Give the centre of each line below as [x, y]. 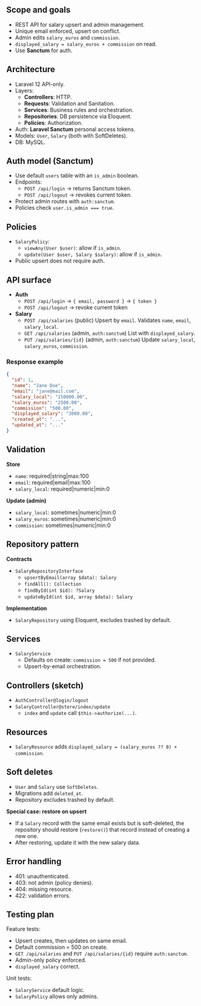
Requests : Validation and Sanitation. [69, 103]
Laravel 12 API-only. [40, 84]
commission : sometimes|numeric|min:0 [63, 525]
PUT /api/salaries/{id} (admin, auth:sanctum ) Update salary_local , [110, 340]
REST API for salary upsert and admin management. [80, 24]
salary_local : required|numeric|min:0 [62, 489]
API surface [29, 280]
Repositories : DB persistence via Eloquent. [78, 116]
